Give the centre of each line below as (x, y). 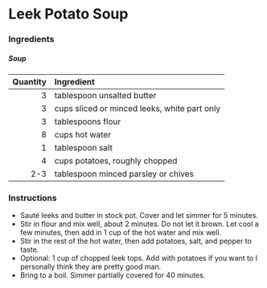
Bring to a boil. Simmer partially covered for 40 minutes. (113, 275)
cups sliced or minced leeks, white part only (138, 109)
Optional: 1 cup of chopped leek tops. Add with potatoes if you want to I (139, 258)
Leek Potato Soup (68, 14)
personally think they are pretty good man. (90, 267)
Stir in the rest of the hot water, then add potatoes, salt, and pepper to (136, 241)
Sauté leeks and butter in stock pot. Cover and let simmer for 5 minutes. (139, 216)
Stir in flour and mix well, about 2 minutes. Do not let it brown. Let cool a (139, 224)
